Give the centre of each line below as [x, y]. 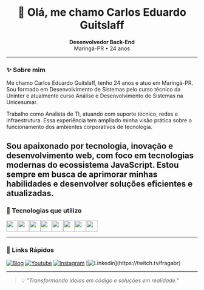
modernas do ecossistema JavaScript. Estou [93, 165]
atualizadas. [30, 193]
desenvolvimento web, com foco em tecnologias [100, 155]
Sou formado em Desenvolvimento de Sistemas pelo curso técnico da [93, 90]
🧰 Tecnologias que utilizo [44, 210]
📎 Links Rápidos [30, 249]
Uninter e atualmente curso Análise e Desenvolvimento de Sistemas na [95, 96]
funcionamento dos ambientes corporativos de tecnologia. [80, 127]
